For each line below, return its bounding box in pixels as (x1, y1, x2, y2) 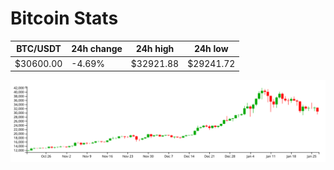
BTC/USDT (16, 43, 62, 55)
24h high (135, 43, 175, 55)
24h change (71, 43, 123, 55)
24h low (193, 43, 229, 55)
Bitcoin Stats (10, 7, 119, 30)
